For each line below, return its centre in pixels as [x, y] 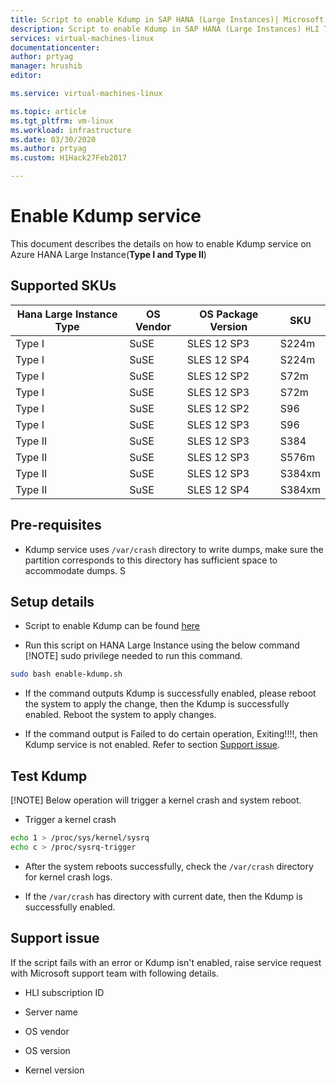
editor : [26, 76]
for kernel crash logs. [68, 877]
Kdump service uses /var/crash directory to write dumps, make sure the [174, 549]
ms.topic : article [48, 111]
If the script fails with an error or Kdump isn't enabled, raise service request [166, 962]
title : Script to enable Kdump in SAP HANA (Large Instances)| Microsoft [167, 19]
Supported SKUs [63, 286]
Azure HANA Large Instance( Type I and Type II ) [108, 254]
